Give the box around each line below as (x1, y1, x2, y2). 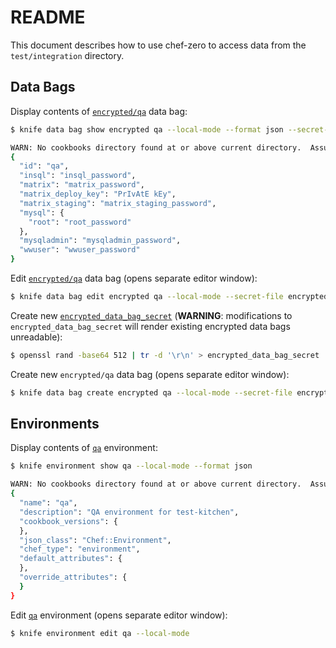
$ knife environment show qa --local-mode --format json (10, 461, 253, 471)
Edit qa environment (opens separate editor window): (10, 609, 228, 621)
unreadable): (10, 331, 63, 343)
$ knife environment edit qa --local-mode (10, 628, 190, 638)
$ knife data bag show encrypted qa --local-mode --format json (10, 124, 284, 135)
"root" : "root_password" (28, 217, 132, 227)
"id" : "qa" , (19, 161, 70, 171)
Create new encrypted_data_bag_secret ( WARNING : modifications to (10, 309, 293, 321)
